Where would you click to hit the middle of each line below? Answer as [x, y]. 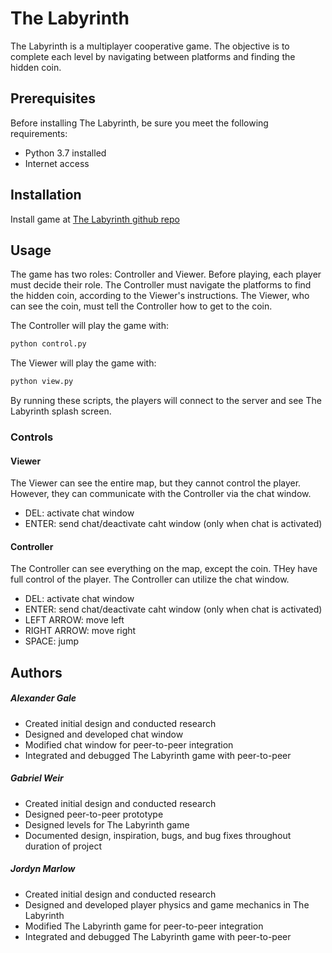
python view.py [42, 382]
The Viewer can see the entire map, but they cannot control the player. [156, 483]
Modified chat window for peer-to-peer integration [129, 744]
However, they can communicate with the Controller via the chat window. [161, 494]
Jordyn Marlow [43, 869]
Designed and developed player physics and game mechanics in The [167, 904]
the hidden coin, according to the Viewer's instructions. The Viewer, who [160, 296]
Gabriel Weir [37, 778]
